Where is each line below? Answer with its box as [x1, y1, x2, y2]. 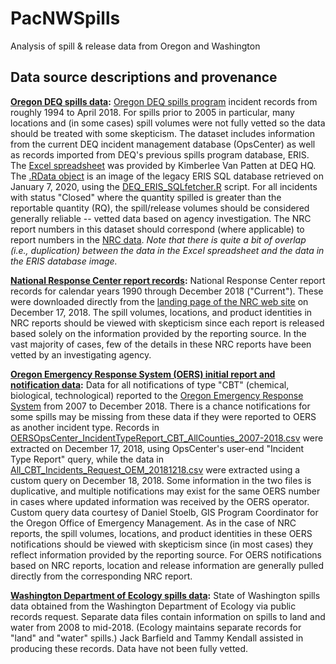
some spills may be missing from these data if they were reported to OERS [10, 410, 317, 422]
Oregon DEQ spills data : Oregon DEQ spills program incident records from [10, 95, 318, 107]
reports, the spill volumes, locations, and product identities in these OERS [10, 527, 313, 539]
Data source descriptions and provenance [10, 69, 278, 86]
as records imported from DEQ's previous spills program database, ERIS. [10, 148, 310, 161]
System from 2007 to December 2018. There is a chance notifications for [10, 400, 311, 412]
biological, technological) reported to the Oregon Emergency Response [10, 389, 304, 401]
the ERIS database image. [10, 255, 118, 267]
